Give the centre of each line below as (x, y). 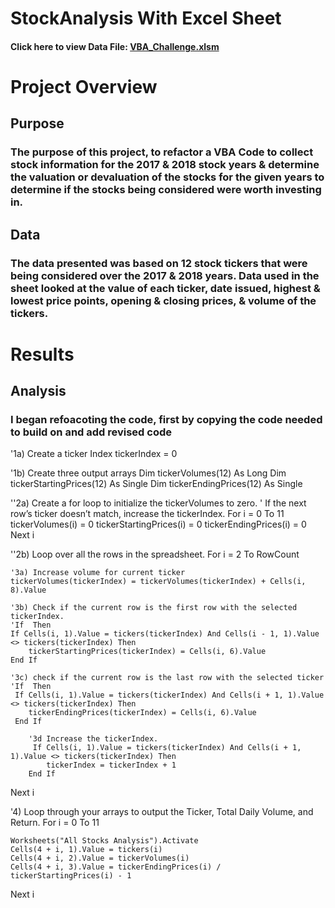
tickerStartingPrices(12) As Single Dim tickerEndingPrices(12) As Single (156, 484)
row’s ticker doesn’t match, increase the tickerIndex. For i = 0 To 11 (147, 514)
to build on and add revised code (91, 432)
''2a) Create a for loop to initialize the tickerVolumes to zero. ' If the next (158, 503)
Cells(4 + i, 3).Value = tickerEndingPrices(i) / (116, 867)
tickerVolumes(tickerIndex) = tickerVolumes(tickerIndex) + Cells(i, (158, 582)
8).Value (28, 590)
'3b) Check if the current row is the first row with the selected (154, 608)
